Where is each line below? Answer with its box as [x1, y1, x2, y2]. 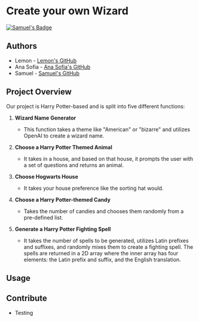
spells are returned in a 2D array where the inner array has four [23, 249, 178, 257]
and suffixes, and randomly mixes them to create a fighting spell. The [23, 243, 194, 251]
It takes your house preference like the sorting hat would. [23, 185, 164, 192]
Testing [14, 309, 34, 316]
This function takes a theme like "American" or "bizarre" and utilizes [23, 126, 191, 133]
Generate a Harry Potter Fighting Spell [14, 225, 111, 233]
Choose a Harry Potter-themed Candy [14, 196, 111, 203]
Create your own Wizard [6, 4, 129, 18]
